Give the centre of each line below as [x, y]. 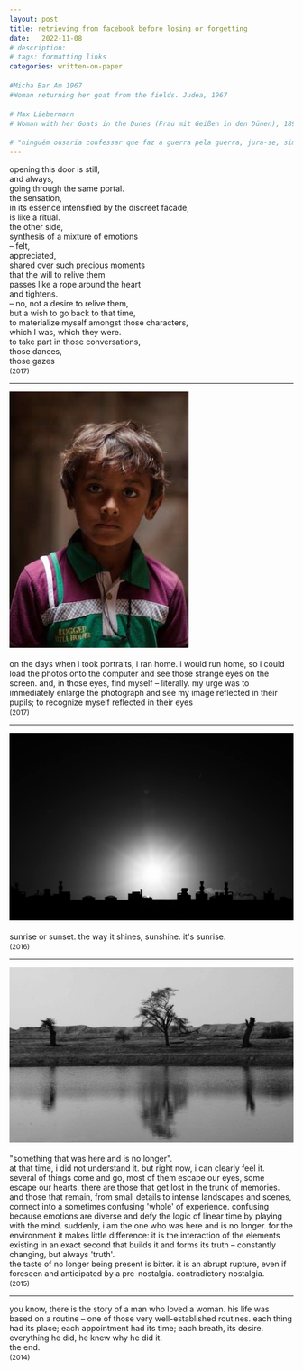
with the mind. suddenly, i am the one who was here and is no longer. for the [151, 1226]
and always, [32, 179]
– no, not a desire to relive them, [69, 303]
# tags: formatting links [58, 57]
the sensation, [36, 198]
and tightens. [34, 294]
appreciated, [33, 256]
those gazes [32, 361]
